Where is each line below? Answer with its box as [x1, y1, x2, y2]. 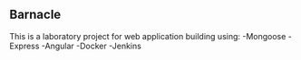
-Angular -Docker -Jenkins [41, 40, 142, 51]
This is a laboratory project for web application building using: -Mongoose [9, 30, 286, 41]
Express [9, 40, 40, 51]
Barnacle [9, 7, 62, 22]
